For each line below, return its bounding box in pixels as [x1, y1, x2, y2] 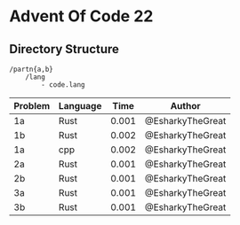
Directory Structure [9, 42, 120, 57]
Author [170, 100, 201, 112]
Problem [13, 100, 51, 112]
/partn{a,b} [9, 65, 53, 74]
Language [58, 100, 102, 112]
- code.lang [41, 81, 86, 89]
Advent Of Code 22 [9, 6, 154, 27]
